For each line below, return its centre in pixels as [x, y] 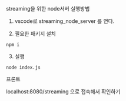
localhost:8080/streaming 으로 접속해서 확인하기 [63, 92]
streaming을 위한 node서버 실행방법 [48, 9]
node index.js [24, 68]
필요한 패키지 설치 [35, 33]
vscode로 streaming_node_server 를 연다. [64, 21]
